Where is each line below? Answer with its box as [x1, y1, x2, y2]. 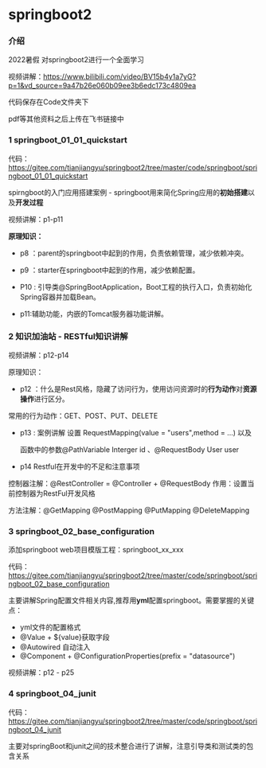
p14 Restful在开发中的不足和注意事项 [19, 462, 141, 471]
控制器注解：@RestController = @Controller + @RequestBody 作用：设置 [8, 479, 248, 489]
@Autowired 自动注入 [19, 642, 91, 652]
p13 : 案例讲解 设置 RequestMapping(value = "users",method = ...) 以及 [19, 428, 252, 438]
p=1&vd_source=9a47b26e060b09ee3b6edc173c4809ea [8, 81, 197, 91]
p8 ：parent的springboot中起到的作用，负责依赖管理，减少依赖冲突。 [19, 248, 248, 258]
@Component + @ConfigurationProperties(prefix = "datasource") [19, 651, 236, 661]
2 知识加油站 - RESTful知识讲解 [8, 330, 129, 341]
